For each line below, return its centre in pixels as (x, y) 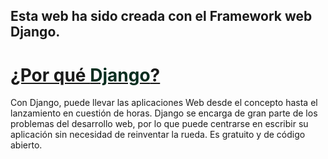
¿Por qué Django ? (85, 75)
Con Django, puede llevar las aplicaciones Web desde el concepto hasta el (164, 103)
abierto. (26, 145)
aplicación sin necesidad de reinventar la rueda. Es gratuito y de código (158, 135)
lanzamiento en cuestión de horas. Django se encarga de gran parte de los (164, 113)
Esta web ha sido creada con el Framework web (161, 16)
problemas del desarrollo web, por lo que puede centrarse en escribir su (159, 124)
